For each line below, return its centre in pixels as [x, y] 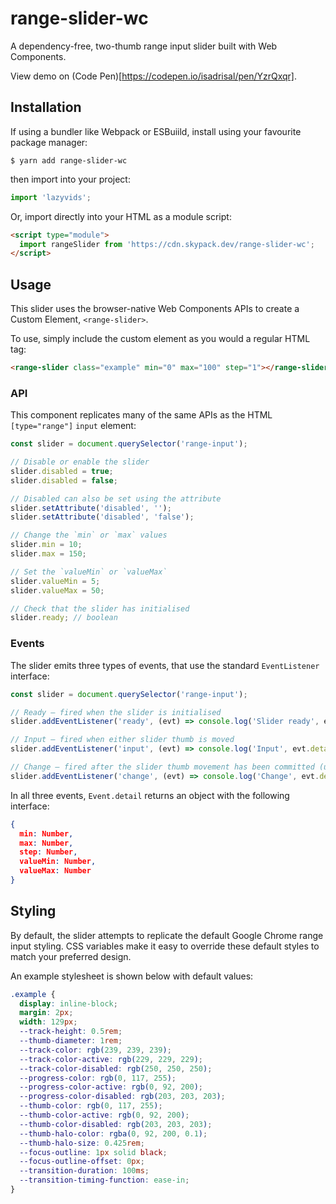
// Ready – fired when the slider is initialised [116, 712]
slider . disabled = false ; [64, 480]
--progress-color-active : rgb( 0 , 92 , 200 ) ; [111, 1087]
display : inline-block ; [68, 1003]
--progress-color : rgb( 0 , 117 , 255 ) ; [98, 1078]
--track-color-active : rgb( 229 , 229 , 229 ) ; [111, 1059]
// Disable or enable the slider [80, 462]
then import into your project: [70, 179]
